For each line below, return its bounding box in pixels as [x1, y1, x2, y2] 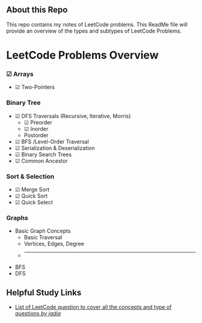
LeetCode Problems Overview [6, 48, 159, 62]
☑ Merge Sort [14, 186, 50, 193]
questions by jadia [14, 310, 61, 317]
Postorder [23, 131, 49, 139]
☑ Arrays [6, 69, 34, 78]
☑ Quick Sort [14, 192, 48, 199]
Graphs [6, 213, 28, 222]
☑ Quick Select [14, 198, 53, 205]
